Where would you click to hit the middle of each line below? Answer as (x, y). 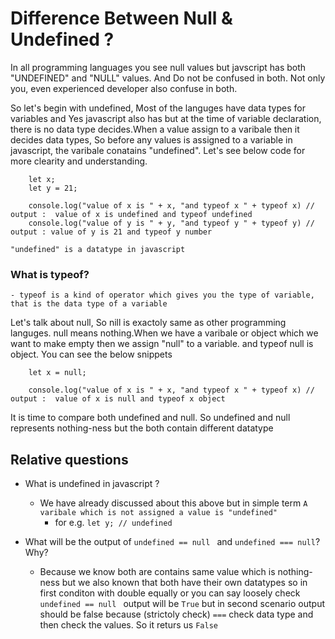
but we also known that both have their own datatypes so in (184, 583)
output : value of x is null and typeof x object (118, 399)
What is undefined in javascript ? (92, 484)
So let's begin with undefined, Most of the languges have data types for (158, 108)
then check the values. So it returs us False (128, 625)
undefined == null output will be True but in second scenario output (182, 604)
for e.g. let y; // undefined (113, 523)
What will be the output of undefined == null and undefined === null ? (172, 542)
